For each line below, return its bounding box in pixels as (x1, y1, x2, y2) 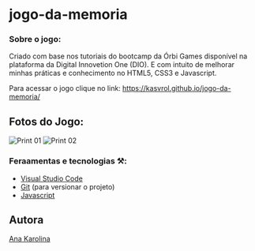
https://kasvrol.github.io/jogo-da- (122, 84, 231, 93)
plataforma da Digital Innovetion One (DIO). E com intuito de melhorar (9, 60, 235, 69)
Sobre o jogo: (9, 34, 62, 45)
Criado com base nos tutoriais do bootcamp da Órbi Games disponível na (9, 51, 248, 61)
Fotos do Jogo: (9, 114, 84, 128)
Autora (9, 213, 44, 227)
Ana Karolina (9, 234, 51, 244)
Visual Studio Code (20, 174, 84, 183)
